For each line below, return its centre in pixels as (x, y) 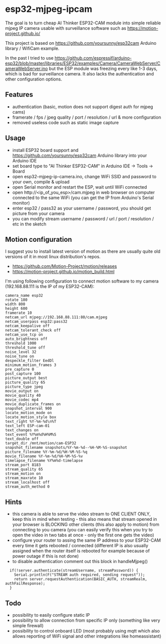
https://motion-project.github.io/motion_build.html (63, 272)
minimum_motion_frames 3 (31, 365)
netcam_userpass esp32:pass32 (36, 322)
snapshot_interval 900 (28, 409)
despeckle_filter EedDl (30, 361)
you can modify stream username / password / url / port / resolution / (83, 218)
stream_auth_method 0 (28, 487)
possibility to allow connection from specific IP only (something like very (86, 620)
